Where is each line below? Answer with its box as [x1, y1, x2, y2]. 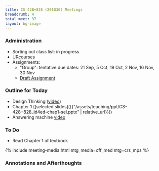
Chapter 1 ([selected [12, 103, 54, 109]
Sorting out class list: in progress [12, 48, 79, 54]
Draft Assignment [19, 75, 56, 81]
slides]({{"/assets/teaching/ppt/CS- [54, 103, 127, 109]
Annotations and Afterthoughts [5, 160, 82, 167]
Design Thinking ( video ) [12, 98, 61, 104]
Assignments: [12, 59, 40, 65]
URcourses [12, 54, 35, 60]
